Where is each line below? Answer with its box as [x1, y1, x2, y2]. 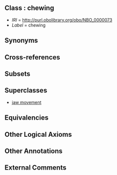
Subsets [4, 70, 30, 78]
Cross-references [4, 53, 61, 61]
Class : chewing [4, 4, 54, 12]
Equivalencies [4, 114, 48, 122]
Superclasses [4, 86, 47, 95]
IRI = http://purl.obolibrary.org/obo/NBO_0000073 [11, 17, 113, 23]
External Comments [4, 164, 67, 172]
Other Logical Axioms [4, 130, 72, 139]
